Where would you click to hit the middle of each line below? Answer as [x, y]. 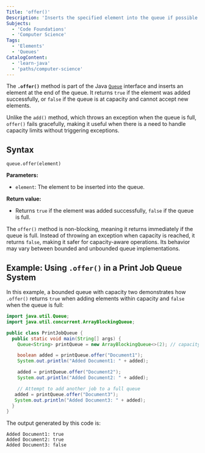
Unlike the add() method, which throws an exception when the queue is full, [102, 117]
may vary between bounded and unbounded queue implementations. [93, 249]
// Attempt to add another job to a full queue [79, 389]
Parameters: [22, 175]
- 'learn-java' [31, 63]
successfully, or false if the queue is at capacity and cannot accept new [97, 99]
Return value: [24, 199]
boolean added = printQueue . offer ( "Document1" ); [80, 355]
